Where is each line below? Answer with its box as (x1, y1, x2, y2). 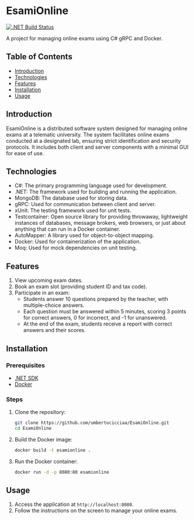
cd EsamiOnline (14, 426, 52, 432)
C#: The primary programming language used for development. (14, 182, 168, 189)
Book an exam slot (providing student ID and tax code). (14, 283, 147, 290)
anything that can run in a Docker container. (14, 225, 121, 232)
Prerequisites (6, 361, 45, 370)
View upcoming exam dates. (14, 277, 83, 284)
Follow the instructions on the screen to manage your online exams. (14, 507, 178, 514)
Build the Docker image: (14, 436, 73, 443)
